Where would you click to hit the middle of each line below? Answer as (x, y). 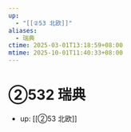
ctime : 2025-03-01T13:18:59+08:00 (66, 46)
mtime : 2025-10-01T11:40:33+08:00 (66, 53)
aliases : (23, 30)
